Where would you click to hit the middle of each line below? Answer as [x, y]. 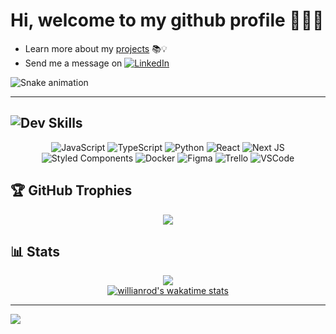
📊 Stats [35, 251]
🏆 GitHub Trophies [71, 190]
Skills [65, 123]
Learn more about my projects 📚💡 [96, 48]
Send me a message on [73, 63]
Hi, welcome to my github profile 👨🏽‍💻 [167, 20]
